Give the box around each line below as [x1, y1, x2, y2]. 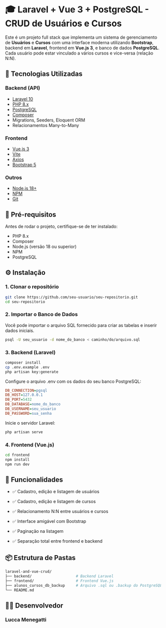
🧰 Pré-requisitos [5, 210, 56, 219]
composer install [5, 360, 41, 365]
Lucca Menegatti [5, 616, 47, 623]
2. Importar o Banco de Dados [5, 311, 78, 318]
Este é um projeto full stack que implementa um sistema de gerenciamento [5, 34, 157, 40]
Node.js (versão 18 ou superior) [12, 244, 77, 250]
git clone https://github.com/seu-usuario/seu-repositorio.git [5, 295, 138, 300]
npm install [5, 457, 30, 462]
